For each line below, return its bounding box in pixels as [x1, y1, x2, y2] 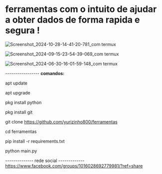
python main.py [5, 147, 37, 153]
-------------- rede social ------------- [5, 157, 85, 163]
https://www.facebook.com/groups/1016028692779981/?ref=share [5, 162, 143, 168]
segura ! [5, 25, 40, 36]
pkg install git [5, 109, 33, 115]
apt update [5, 80, 27, 86]
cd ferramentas [5, 128, 37, 134]
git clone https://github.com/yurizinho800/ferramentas [5, 118, 118, 124]
